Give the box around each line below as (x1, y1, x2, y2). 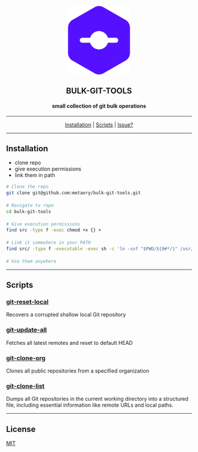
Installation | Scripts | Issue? (64, 121, 134, 128)
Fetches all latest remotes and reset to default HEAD (6, 339, 133, 346)
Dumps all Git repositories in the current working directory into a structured (6, 395, 189, 403)
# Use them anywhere (6, 258, 57, 264)
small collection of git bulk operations (52, 102, 146, 109)
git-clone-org (6, 354, 46, 362)
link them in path (14, 172, 55, 179)
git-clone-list (6, 382, 45, 390)
